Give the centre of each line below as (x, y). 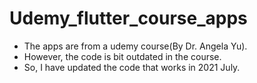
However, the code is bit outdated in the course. (122, 56)
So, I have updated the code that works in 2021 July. (132, 67)
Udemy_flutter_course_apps (128, 18)
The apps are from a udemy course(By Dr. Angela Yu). (135, 46)
